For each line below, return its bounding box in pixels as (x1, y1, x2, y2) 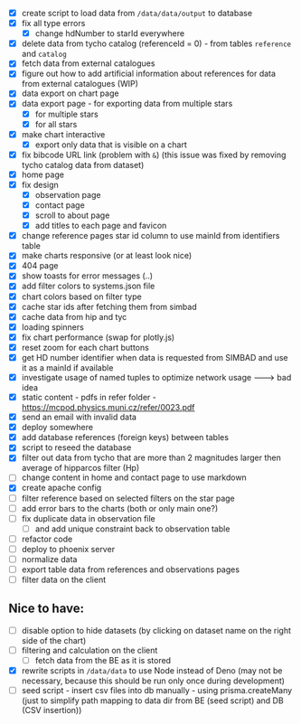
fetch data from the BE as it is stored (34, 655, 172, 665)
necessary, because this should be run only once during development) (21, 675, 286, 686)
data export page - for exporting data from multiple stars (21, 99, 233, 109)
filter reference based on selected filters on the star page (21, 493, 236, 503)
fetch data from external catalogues (21, 58, 155, 69)
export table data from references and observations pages (21, 564, 240, 575)
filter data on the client (21, 574, 106, 585)
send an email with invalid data (21, 411, 137, 423)
